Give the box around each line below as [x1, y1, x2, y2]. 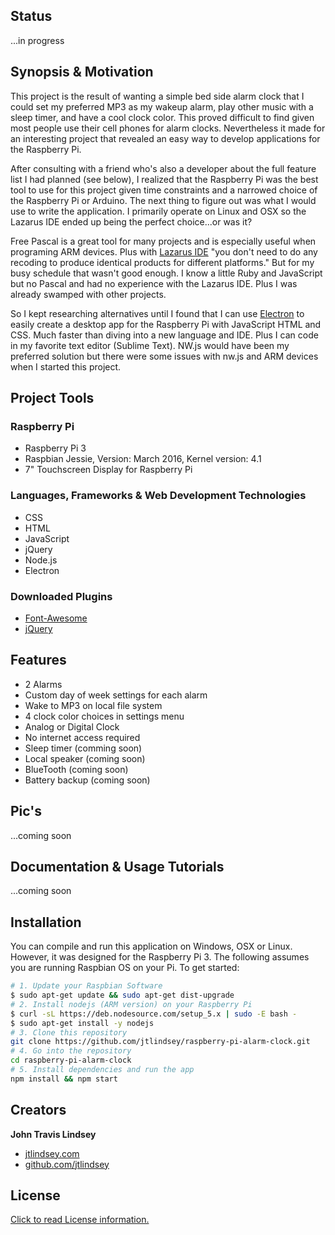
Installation [10, 914, 82, 931]
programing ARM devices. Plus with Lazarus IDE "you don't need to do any [10, 245, 318, 258]
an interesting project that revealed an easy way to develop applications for [10, 132, 321, 144]
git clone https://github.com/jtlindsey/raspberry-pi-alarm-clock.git [10, 1037, 311, 1047]
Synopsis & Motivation [10, 64, 154, 81]
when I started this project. [10, 360, 122, 373]
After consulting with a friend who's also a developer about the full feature [10, 162, 317, 174]
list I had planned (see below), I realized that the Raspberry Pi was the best [10, 173, 319, 185]
